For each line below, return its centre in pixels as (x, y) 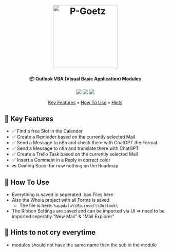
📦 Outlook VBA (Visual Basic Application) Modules (85, 79)
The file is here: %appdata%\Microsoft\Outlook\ (69, 206)
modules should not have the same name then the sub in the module (84, 245)
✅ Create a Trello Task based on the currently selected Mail (75, 154)
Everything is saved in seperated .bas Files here (62, 195)
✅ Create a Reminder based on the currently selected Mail (73, 137)
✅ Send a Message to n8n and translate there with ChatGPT (75, 148)
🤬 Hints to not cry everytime (50, 232)
